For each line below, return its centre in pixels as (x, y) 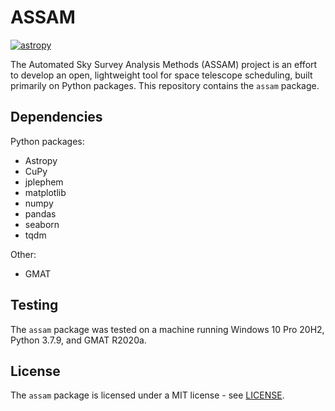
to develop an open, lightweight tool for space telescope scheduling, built (161, 75)
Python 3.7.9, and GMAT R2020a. (78, 340)
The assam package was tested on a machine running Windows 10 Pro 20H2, (167, 329)
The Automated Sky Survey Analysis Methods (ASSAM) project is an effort (164, 64)
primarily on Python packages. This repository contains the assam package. (165, 85)
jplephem (44, 182)
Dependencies (56, 117)
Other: (23, 254)
